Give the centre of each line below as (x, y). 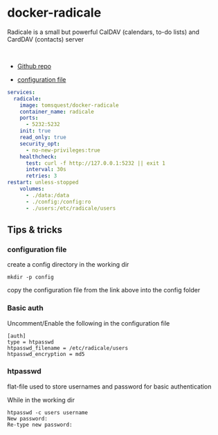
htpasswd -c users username (48, 412)
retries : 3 (41, 176)
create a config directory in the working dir (68, 265)
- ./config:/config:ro (58, 202)
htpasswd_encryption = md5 (46, 354)
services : (21, 92)
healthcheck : (38, 157)
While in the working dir (41, 400)
